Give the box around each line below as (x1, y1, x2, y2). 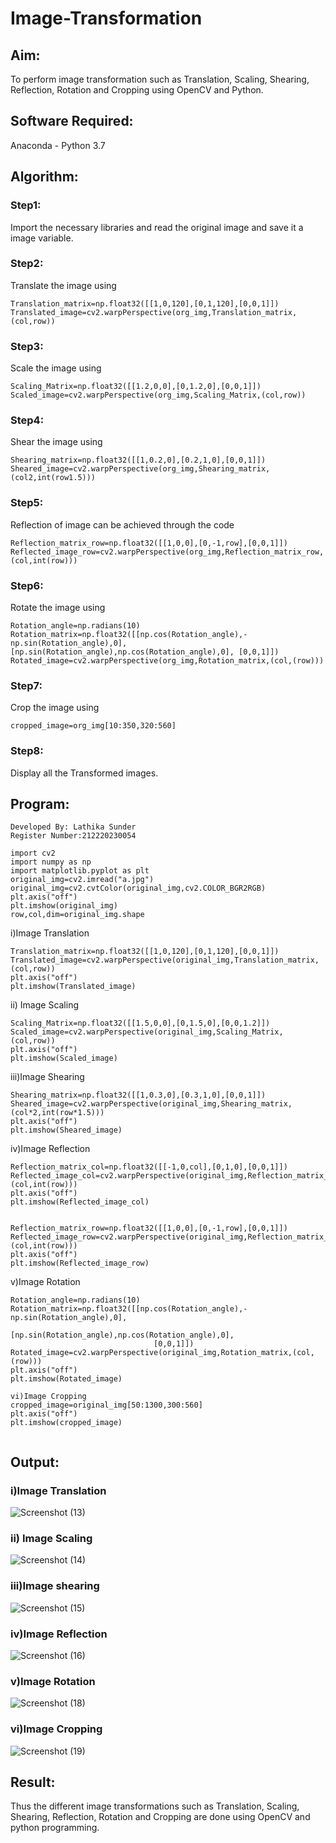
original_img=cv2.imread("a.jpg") (10, 875, 155, 885)
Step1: (10, 198, 42, 212)
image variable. (10, 232, 74, 244)
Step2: (10, 257, 44, 271)
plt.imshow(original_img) (10, 901, 118, 911)
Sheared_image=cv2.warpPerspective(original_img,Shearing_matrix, (10, 1099, 293, 1109)
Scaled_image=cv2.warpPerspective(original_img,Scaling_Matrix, (10, 1027, 284, 1037)
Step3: (10, 339, 44, 353)
